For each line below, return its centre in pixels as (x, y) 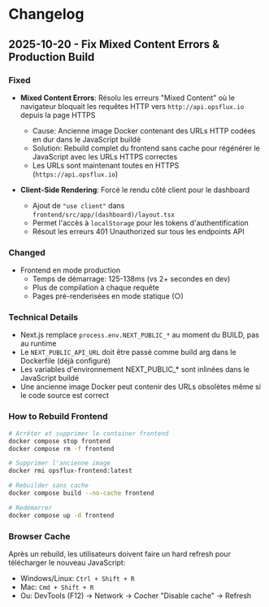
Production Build (52, 57)
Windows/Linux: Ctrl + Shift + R (77, 578)
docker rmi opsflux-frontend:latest (70, 471)
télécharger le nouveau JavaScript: (67, 562)
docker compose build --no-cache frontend (81, 493)
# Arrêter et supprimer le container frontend (89, 433)
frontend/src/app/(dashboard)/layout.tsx (103, 215)
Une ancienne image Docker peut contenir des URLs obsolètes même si (141, 386)
